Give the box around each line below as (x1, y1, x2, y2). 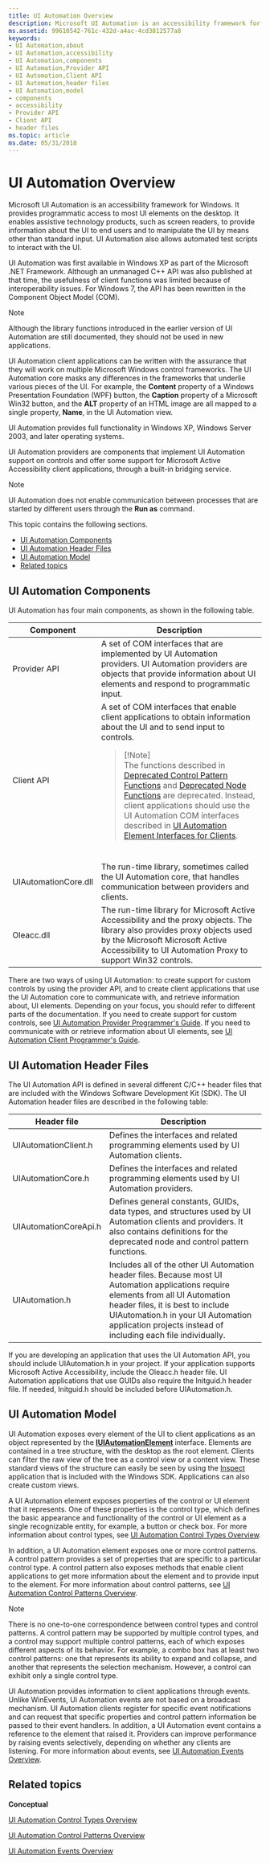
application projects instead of (108, 1319, 224, 1331)
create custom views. (8, 1480, 80, 1490)
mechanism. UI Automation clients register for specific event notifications (8, 1703, 252, 1713)
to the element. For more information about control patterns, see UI (8, 1579, 231, 1589)
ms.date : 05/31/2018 (8, 138, 78, 147)
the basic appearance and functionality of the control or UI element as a (8, 1512, 247, 1522)
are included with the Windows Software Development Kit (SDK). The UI (8, 1089, 247, 1098)
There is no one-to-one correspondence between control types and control (8, 1619, 259, 1629)
